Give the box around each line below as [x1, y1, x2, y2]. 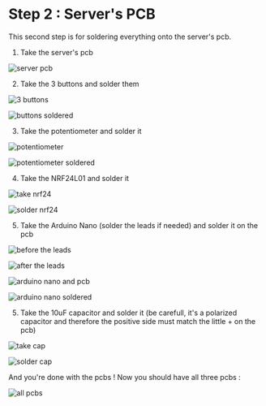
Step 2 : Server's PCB [8, 5, 156, 24]
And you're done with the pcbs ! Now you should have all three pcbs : [8, 372, 241, 382]
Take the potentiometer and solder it [19, 126, 142, 136]
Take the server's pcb [19, 47, 93, 57]
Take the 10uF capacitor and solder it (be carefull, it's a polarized [19, 308, 238, 317]
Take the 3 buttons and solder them [19, 79, 139, 89]
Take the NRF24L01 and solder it [19, 173, 130, 183]
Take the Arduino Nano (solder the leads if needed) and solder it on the [19, 220, 259, 230]
